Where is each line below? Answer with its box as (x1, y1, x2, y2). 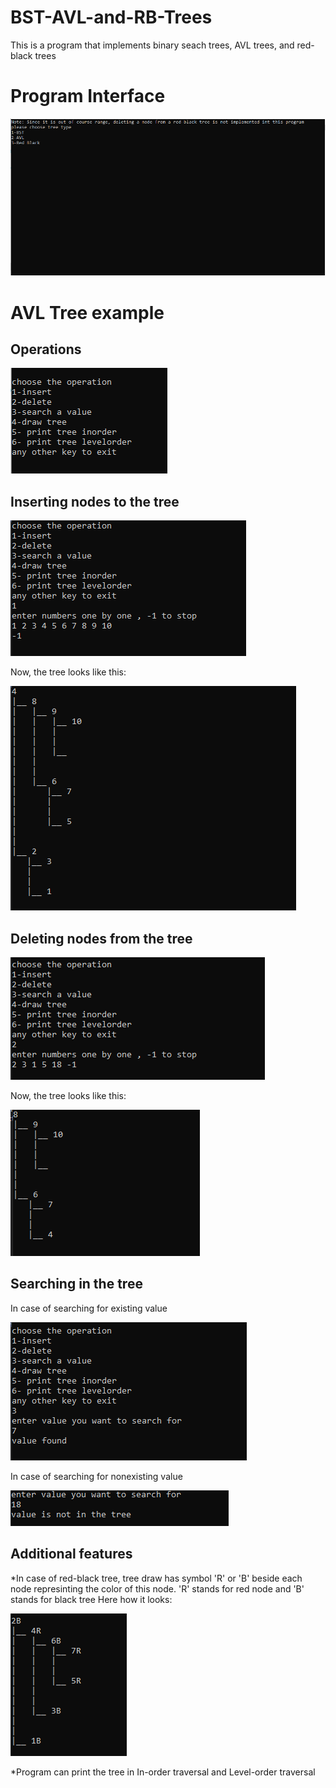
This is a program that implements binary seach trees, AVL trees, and (10, 39, 295, 51)
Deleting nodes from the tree (10, 930, 193, 947)
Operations (10, 341, 82, 358)
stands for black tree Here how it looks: (10, 1593, 173, 1605)
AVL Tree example (10, 301, 165, 324)
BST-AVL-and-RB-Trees (10, 6, 213, 29)
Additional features (10, 1546, 133, 1563)
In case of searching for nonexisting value (10, 1470, 183, 1482)
